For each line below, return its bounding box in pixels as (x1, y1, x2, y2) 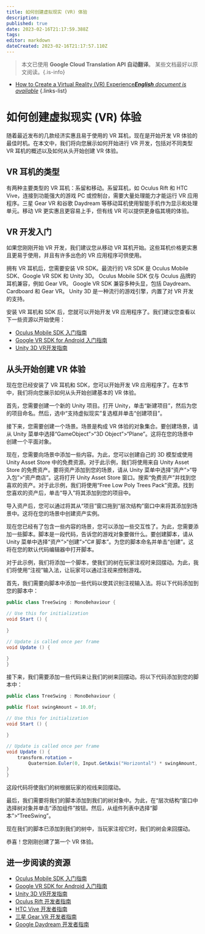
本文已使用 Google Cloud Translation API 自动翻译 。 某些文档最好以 (21, 61, 193, 68)
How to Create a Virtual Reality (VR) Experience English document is (15, 80, 187, 88)
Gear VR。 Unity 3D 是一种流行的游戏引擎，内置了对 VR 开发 (41, 288, 194, 295)
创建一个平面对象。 (6, 438, 55, 446)
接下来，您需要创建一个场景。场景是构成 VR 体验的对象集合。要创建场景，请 (6, 423, 198, 430)
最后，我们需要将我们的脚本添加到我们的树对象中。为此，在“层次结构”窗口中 (6, 796, 198, 804)
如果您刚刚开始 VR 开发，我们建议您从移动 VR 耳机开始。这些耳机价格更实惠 (6, 244, 198, 252)
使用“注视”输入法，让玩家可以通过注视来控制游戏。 (16, 567, 145, 574)
